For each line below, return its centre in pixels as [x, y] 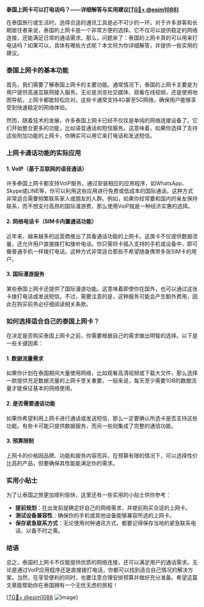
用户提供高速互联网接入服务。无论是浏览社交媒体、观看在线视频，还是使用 [99, 92]
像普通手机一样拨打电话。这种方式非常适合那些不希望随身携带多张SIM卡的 [99, 251]
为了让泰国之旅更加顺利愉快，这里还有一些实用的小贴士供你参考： [89, 495]
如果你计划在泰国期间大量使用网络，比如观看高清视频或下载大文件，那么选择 [102, 373]
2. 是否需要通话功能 [31, 403]
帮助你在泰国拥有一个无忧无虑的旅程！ [70, 585]
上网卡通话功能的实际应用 [44, 153]
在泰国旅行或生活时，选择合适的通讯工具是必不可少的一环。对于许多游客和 [99, 23]
